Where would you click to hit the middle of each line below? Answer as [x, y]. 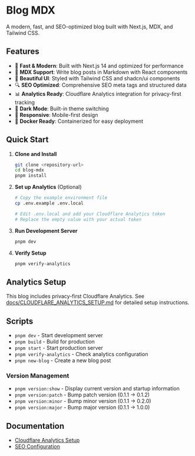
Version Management [38, 376]
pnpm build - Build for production [55, 342]
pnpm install [31, 176]
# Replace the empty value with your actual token [78, 219]
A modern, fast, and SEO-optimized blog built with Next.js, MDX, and [90, 27]
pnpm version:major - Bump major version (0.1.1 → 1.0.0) [82, 408]
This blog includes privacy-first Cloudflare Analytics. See [75, 297]
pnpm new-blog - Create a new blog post [63, 360]
